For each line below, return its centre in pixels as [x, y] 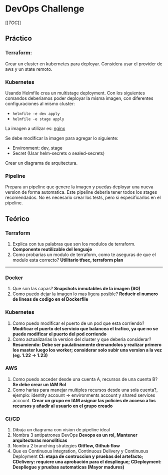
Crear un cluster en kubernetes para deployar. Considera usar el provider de [84, 64]
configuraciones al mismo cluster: [40, 103]
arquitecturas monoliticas [40, 440]
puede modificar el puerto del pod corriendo [59, 334]
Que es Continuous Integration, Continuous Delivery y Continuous [80, 451]
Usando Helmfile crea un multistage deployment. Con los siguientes [75, 93]
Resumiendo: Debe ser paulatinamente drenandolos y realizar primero [87, 344]
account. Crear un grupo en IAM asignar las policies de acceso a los [84, 400]
